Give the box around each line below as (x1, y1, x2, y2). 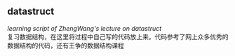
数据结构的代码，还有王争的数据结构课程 (7, 41, 124, 50)
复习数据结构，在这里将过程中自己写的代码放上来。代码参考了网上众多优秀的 (7, 32, 229, 41)
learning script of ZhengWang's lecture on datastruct (7, 24, 162, 32)
